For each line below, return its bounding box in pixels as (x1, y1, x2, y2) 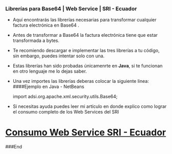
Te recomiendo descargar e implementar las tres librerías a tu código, (12, 48, 160, 54)
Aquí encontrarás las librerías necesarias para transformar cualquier (12, 17, 157, 23)
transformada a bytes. (12, 37, 60, 43)
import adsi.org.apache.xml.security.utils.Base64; (12, 94, 118, 100)
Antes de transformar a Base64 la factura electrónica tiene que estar (12, 32, 158, 38)
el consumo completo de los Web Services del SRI (12, 109, 119, 115)
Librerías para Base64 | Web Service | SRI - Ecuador (5, 5, 137, 12)
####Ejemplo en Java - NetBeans (12, 83, 84, 90)
